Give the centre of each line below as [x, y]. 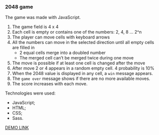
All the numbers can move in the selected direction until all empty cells [83, 42]
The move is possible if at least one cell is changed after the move [79, 63]
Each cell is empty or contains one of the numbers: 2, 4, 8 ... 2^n [77, 32]
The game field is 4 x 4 [35, 27]
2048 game [19, 7]
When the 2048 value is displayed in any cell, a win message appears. [82, 74]
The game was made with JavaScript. [43, 18]
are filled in [23, 48]
